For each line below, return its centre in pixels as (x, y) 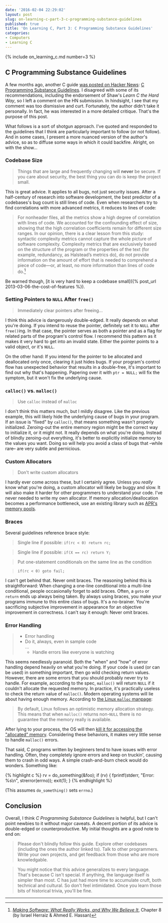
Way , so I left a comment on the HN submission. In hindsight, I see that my (82, 100)
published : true (22, 24)
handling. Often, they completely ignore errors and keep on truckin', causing (84, 755)
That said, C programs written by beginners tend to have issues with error (81, 749)
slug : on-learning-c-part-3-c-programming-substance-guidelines (73, 19)
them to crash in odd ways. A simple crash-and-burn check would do (77, 760)
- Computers (17, 38)
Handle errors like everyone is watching (73, 652)
